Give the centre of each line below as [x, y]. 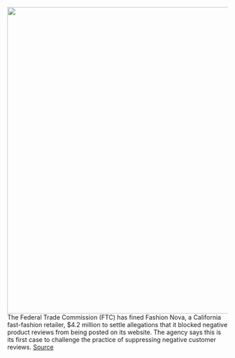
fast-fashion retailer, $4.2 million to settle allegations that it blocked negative [117, 325]
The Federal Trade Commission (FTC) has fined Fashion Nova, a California [114, 317]
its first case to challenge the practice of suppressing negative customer [112, 339]
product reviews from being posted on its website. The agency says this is [114, 332]
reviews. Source [30, 347]
